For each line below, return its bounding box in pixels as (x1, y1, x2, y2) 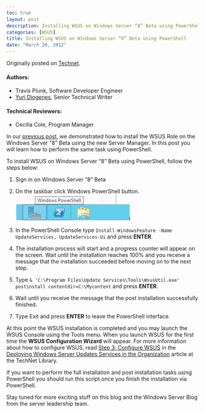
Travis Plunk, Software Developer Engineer (15, 87, 123, 95)
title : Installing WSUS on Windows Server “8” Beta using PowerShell (6, 35, 187, 42)
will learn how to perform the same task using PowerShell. (6, 146, 153, 153)
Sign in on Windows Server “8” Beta (15, 176, 106, 183)
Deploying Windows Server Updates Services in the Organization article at (6, 351, 193, 358)
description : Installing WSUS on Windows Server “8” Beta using (6, 23, 173, 29)
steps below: (6, 164, 38, 171)
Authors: (6, 73, 29, 81)
